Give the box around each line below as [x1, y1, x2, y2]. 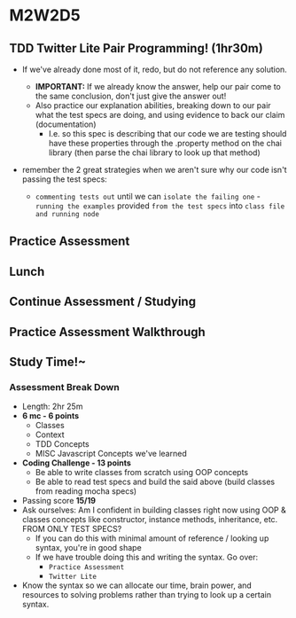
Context [35, 429, 65, 440]
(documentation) [35, 119, 97, 129]
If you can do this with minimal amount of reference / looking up [35, 533, 269, 544]
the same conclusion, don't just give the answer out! [35, 90, 227, 101]
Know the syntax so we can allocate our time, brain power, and [21, 580, 253, 591]
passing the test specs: [21, 174, 108, 184]
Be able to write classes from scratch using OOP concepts [35, 467, 249, 478]
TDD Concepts [35, 439, 90, 450]
